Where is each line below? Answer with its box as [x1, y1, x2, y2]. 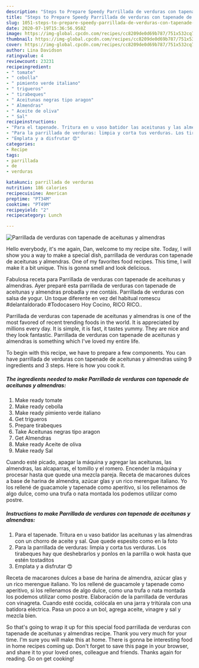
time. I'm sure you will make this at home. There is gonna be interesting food [6, 636, 192, 644]
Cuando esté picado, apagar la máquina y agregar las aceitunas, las [6, 459, 172, 466]
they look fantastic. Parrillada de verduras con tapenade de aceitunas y [6, 332, 181, 339]
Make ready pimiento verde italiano [14, 409, 101, 416]
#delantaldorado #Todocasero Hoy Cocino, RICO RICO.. [6, 301, 142, 308]
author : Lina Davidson [6, 47, 62, 53]
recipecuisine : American [6, 190, 68, 196]
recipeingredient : [6, 63, 52, 70]
